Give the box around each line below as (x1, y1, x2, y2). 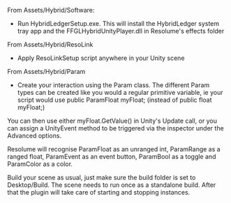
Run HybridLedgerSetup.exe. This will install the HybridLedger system (17, 20, 220, 27)
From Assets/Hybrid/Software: (7, 6, 95, 14)
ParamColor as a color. (7, 160, 73, 168)
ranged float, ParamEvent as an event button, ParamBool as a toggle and (7, 153, 216, 160)
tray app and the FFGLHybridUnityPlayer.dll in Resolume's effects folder (17, 27, 225, 35)
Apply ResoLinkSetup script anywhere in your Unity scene (17, 54, 185, 62)
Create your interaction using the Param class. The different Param (17, 81, 210, 89)
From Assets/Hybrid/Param (7, 68, 86, 75)
